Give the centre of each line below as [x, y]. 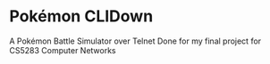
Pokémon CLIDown [81, 16]
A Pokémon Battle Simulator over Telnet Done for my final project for [135, 41]
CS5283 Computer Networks [63, 50]
